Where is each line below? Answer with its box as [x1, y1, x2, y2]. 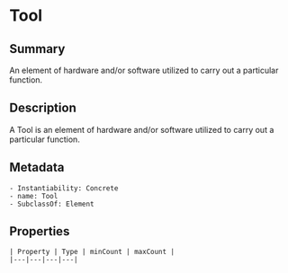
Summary [9, 41, 66, 57]
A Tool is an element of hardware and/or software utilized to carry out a [9, 124, 274, 135]
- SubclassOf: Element [9, 199, 94, 208]
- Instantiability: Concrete [9, 183, 119, 193]
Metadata [9, 160, 65, 175]
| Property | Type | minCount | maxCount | [9, 248, 175, 257]
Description [9, 101, 76, 116]
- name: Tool [9, 191, 58, 200]
